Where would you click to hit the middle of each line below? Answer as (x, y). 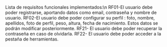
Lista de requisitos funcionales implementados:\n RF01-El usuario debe (79, 7)
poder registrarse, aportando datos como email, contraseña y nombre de (81, 12)
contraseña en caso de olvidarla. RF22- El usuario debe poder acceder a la (83, 34)
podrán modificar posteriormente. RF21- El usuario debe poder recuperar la (84, 28)
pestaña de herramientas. (32, 39)
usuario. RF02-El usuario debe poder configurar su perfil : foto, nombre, (80, 18)
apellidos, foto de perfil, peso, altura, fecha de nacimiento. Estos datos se (81, 23)
